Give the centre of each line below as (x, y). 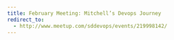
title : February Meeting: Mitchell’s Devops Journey (84, 13)
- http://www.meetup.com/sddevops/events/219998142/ (90, 26)
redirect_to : (26, 20)
